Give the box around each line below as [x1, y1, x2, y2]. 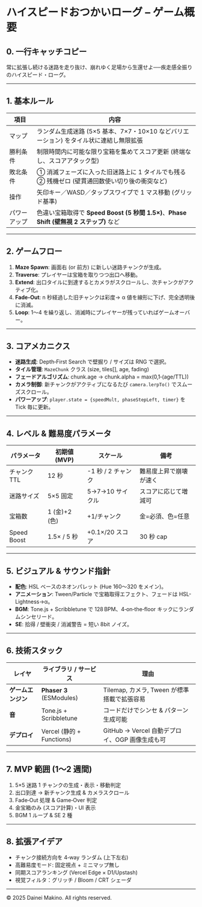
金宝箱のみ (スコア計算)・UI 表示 [14, 804, 96, 811]
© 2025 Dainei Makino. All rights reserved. [6, 894, 112, 901]
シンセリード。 [20, 613, 58, 621]
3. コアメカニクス [6, 341, 70, 351]
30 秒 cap [139, 533, 168, 541]
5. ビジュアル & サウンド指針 [6, 566, 111, 576]
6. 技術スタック [6, 645, 63, 656]
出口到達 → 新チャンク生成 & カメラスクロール [14, 789, 130, 796]
